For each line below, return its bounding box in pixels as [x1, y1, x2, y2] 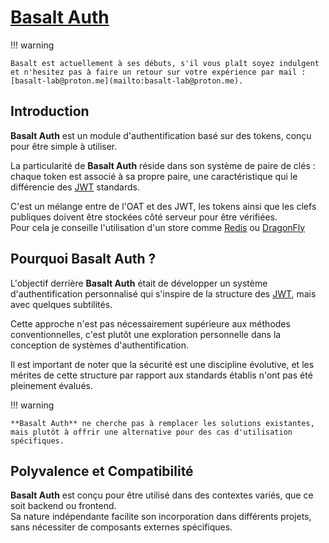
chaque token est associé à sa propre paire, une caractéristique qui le [10, 170, 298, 182]
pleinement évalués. [10, 379, 93, 391]
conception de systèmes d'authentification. [10, 339, 190, 351]
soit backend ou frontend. [10, 500, 117, 512]
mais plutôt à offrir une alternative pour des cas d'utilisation [10, 427, 293, 437]
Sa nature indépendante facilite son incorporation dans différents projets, [10, 511, 312, 523]
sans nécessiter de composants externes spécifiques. [10, 521, 233, 533]
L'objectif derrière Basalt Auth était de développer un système [10, 277, 268, 289]
